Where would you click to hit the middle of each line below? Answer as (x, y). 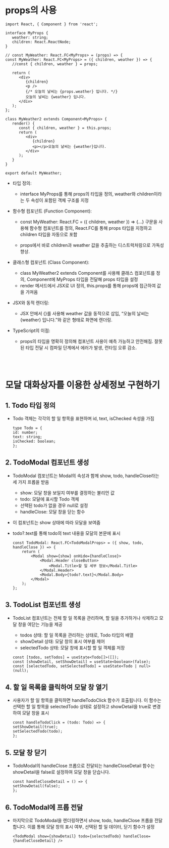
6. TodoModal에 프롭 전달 (44, 807)
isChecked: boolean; (34, 441)
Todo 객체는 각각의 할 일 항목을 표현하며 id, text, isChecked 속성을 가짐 (83, 418)
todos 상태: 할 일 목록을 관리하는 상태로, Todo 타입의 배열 (77, 635)
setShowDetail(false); (36, 786)
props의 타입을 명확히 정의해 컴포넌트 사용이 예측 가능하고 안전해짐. (87, 341)
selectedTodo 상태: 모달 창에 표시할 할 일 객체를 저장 (72, 648)
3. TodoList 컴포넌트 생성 (43, 605)
